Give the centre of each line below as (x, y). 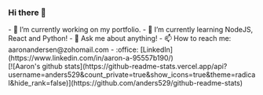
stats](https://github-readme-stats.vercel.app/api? (146, 67)
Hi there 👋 (27, 13)
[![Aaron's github (35, 67)
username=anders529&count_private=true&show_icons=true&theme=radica (132, 75)
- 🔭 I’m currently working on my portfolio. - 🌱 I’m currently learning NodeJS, (131, 30)
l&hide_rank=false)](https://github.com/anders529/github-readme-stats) (126, 83)
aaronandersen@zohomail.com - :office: (73, 49)
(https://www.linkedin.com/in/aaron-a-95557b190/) (91, 58)
